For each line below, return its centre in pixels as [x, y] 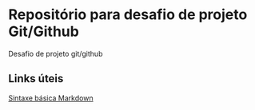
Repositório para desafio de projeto [128, 15]
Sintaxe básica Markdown [51, 98]
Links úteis [36, 79]
